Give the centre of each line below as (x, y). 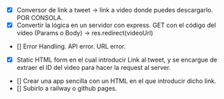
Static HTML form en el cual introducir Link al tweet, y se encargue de (117, 60)
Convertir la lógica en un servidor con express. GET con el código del (116, 25)
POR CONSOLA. (40, 18)
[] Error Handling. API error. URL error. (71, 46)
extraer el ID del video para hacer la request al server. (94, 68)
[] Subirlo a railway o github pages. (67, 89)
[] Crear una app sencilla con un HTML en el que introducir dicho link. (116, 81)
